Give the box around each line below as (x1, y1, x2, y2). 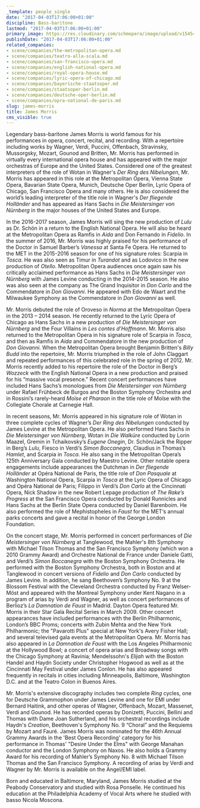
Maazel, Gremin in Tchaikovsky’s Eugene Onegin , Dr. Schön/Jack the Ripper (6, 438, 192, 446)
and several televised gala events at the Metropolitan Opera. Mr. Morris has (6, 634, 191, 641)
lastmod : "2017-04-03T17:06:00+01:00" (6, 25, 102, 32)
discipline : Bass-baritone (6, 20, 73, 26)
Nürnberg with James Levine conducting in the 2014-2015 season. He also (6, 275, 189, 282)
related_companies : (6, 42, 55, 48)
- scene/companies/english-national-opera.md (6, 64, 121, 70)
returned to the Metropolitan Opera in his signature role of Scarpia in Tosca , (6, 331, 192, 339)
